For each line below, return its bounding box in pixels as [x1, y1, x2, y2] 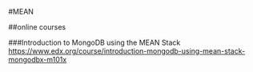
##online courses [8, 22, 66, 31]
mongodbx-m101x [8, 55, 67, 64]
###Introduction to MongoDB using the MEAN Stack [8, 38, 181, 47]
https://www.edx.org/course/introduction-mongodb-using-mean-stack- [8, 46, 246, 55]
